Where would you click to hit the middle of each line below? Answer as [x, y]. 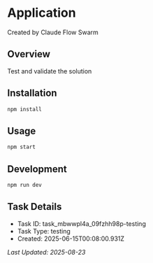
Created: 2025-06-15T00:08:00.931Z [71, 239]
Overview [29, 54]
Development [37, 169]
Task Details [35, 207]
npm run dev [24, 185]
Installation [32, 93]
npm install [24, 109]
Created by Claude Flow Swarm [53, 32]
